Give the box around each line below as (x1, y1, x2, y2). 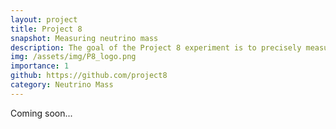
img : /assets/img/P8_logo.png (10, 52, 137, 62)
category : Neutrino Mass (10, 80, 114, 90)
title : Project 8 (10, 24, 83, 34)
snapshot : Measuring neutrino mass (10, 33, 159, 43)
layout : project (10, 14, 78, 25)
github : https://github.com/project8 (10, 71, 168, 81)
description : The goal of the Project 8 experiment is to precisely (10, 42, 302, 53)
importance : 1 (10, 61, 70, 71)
